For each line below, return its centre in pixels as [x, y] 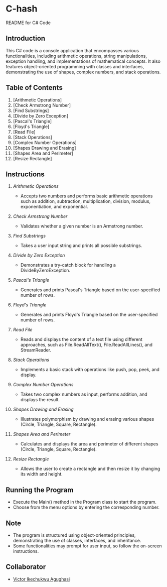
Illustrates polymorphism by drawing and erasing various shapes [87, 419]
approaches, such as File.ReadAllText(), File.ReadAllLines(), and [86, 345]
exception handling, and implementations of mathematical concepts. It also [83, 61]
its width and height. [42, 474]
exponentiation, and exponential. [54, 207]
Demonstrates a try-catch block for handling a [68, 265]
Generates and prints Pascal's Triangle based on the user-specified [90, 290]
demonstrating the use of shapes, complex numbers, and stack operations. [83, 72]
